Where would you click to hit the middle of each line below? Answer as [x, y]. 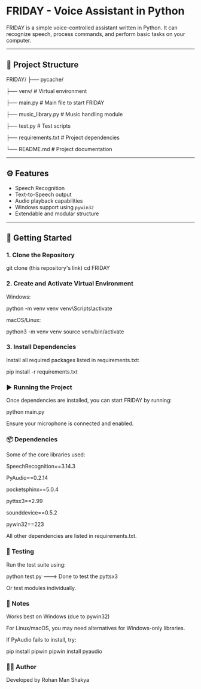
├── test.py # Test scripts [38, 126]
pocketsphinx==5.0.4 [32, 489]
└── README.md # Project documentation [59, 149]
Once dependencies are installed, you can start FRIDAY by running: [89, 401]
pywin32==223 [25, 524]
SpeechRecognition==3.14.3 [41, 467]
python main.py [25, 412]
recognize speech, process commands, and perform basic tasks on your [96, 34]
